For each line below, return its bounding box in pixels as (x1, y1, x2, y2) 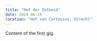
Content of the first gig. (5, 30, 55, 36)
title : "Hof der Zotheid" (5, 7, 60, 12)
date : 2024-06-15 (5, 12, 42, 17)
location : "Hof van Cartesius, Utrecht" (5, 16, 93, 21)
